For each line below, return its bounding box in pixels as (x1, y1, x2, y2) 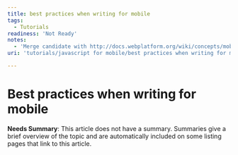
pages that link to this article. (7, 139, 92, 148)
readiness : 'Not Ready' (7, 30, 78, 37)
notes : (7, 37, 27, 44)
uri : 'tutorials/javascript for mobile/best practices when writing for (7, 50, 227, 57)
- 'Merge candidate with (13, 43, 87, 50)
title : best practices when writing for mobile (7, 10, 151, 18)
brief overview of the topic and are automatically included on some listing (7, 132, 222, 140)
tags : (7, 17, 23, 24)
